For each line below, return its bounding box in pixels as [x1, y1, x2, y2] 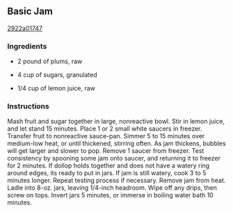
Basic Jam [7, 6, 54, 17]
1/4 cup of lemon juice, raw [17, 84, 96, 92]
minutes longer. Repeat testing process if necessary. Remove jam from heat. [7, 177, 226, 185]
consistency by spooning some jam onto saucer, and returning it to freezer [7, 154, 221, 163]
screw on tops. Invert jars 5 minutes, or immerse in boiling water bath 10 [7, 191, 214, 199]
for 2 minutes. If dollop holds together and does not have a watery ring [7, 161, 210, 170]
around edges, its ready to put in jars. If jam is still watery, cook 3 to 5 [7, 169, 207, 177]
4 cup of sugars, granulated [17, 71, 97, 79]
